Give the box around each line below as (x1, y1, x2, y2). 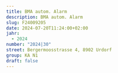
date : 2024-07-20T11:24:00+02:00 (6, 25, 88, 31)
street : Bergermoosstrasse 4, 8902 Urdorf (6, 47, 112, 53)
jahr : (6, 31, 19, 36)
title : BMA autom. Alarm (6, 8, 67, 15)
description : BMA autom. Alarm (6, 14, 83, 20)
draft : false (6, 58, 38, 64)
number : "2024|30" (6, 42, 51, 48)
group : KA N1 (6, 52, 38, 58)
